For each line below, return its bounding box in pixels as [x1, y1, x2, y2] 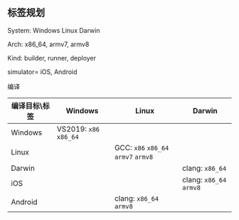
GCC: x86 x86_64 [114, 142, 169, 152]
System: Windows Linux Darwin [7, 26, 100, 34]
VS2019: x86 [56, 124, 100, 134]
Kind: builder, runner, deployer [7, 53, 97, 62]
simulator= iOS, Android [7, 67, 78, 76]
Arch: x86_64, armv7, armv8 [7, 40, 90, 48]
